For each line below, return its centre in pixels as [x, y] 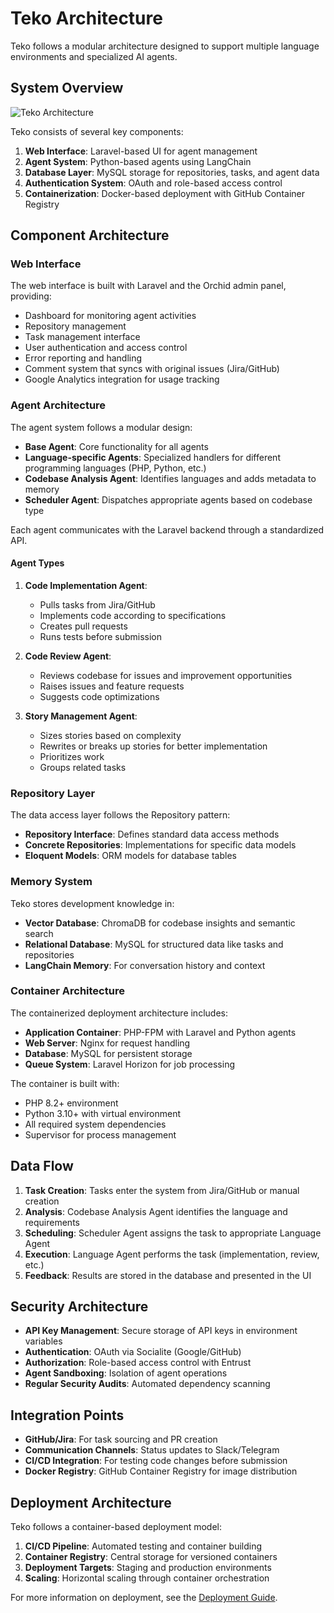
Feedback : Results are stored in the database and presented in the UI [168, 1275]
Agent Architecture [58, 405]
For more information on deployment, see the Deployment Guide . [144, 1598]
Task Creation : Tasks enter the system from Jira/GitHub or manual [162, 1190]
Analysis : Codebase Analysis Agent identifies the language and [156, 1211]
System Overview [67, 88]
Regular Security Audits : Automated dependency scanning [147, 1384]
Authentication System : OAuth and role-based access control [153, 183]
